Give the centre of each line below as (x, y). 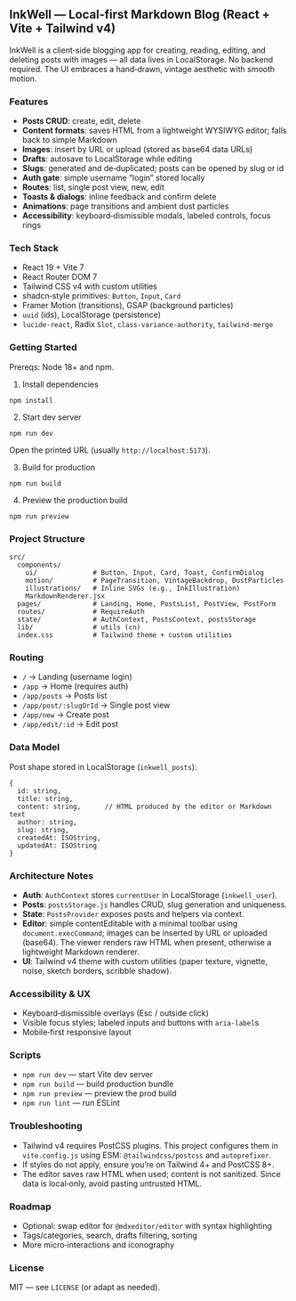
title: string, (45, 798)
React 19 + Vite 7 (53, 267)
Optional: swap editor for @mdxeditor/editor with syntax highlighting (147, 1226)
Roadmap (30, 1207)
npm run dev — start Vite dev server (88, 1075)
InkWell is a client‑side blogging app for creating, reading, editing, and (138, 50)
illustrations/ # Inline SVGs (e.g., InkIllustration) (133, 588)
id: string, (40, 791)
